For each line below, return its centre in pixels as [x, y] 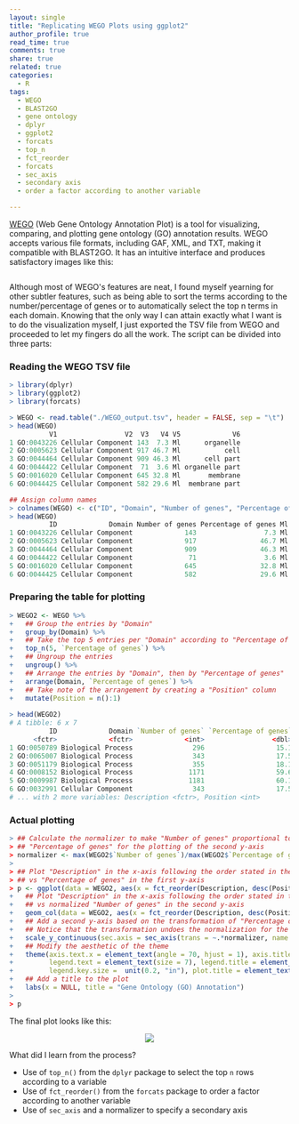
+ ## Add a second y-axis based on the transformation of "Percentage [147, 921]
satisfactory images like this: [61, 262]
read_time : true [39, 42]
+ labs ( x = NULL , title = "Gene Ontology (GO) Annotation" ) [127, 988]
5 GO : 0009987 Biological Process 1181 [107, 781]
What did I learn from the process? [73, 1055]
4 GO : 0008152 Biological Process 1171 [107, 773]
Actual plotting [42, 820]
